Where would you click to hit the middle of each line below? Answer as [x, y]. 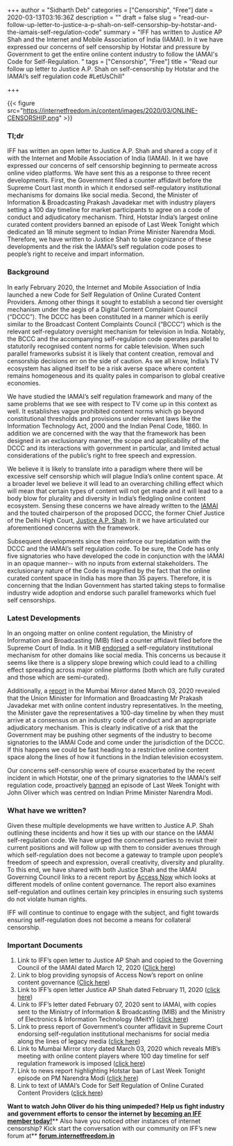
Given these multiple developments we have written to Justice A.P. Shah [111, 826]
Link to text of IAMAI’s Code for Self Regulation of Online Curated [110, 1086]
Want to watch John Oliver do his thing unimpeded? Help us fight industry [116, 1106]
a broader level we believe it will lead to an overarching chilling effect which [115, 483]
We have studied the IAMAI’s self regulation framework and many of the [110, 396]
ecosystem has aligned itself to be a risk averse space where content [106, 368]
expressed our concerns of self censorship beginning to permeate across [112, 166]
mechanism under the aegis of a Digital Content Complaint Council [102, 309]
